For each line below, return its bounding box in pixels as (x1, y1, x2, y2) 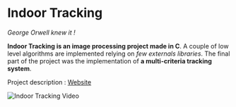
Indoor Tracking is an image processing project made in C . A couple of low (7, 42, 229, 50)
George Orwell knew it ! (7, 28, 76, 37)
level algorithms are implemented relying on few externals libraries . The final (7, 49, 230, 58)
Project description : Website (7, 77, 92, 86)
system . (7, 64, 32, 73)
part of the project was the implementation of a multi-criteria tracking (7, 56, 212, 65)
